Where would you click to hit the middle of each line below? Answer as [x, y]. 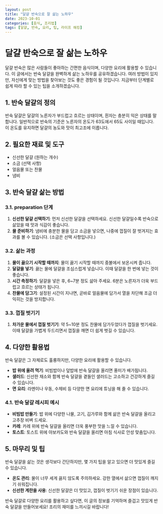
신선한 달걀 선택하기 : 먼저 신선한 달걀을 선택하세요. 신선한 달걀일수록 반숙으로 [85, 219]
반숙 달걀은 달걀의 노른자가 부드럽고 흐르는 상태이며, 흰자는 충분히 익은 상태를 [78, 115]
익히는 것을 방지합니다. [34, 299]
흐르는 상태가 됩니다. [41, 287]
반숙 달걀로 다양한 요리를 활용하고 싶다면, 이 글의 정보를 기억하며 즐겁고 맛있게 [79, 500]
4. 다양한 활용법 [27, 347]
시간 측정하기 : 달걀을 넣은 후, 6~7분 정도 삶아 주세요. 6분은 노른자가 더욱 [81, 281]
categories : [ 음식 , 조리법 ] [31, 23]
